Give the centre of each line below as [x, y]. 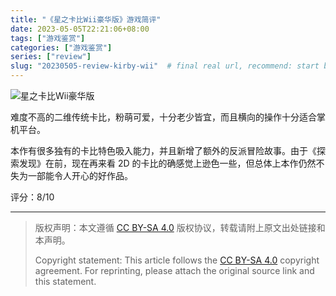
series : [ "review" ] [51, 57]
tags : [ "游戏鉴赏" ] [48, 38]
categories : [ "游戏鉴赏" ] [61, 47]
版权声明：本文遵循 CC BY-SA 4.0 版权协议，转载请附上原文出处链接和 [180, 227]
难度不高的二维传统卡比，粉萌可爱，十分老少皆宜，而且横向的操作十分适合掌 [168, 117]
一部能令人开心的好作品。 [80, 175]
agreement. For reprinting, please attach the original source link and [174, 270]
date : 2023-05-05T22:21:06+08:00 [80, 29]
